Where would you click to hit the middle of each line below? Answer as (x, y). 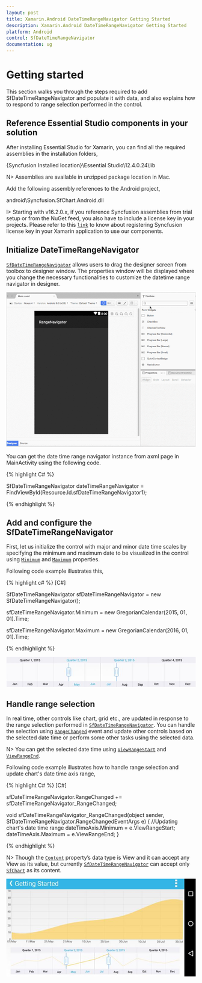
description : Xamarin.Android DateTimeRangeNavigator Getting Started (96, 25)
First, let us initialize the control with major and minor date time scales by (96, 547)
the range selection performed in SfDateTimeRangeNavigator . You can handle (101, 725)
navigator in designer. (33, 283)
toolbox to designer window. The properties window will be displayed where (100, 271)
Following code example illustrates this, (55, 571)
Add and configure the (49, 522)
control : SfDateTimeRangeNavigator (51, 38)
